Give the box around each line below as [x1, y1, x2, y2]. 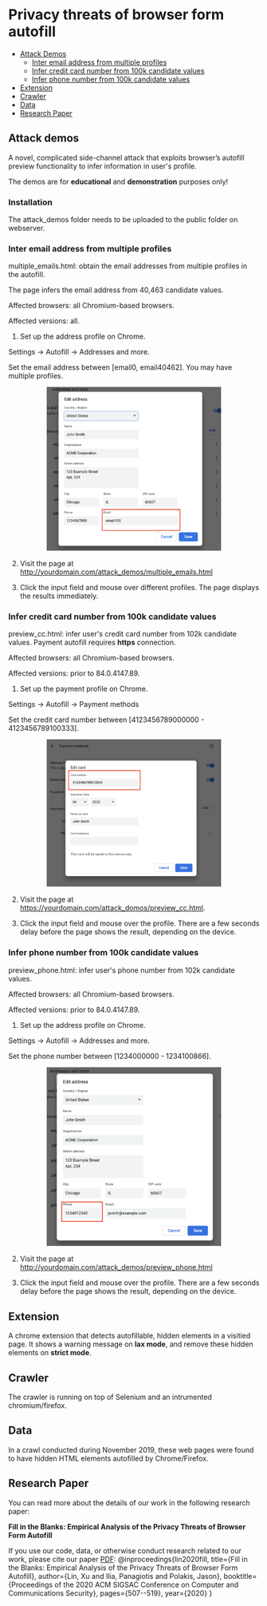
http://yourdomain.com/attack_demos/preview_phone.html [19, 1263, 213, 1272]
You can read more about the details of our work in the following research [8, 1497, 251, 1507]
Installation [8, 196, 53, 208]
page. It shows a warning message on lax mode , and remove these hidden [8, 1339, 253, 1349]
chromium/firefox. [8, 1401, 68, 1410]
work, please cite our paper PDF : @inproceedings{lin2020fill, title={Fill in [8, 1554, 249, 1564]
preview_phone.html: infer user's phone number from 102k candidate [8, 965, 235, 975]
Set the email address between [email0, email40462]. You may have [8, 363, 233, 372]
